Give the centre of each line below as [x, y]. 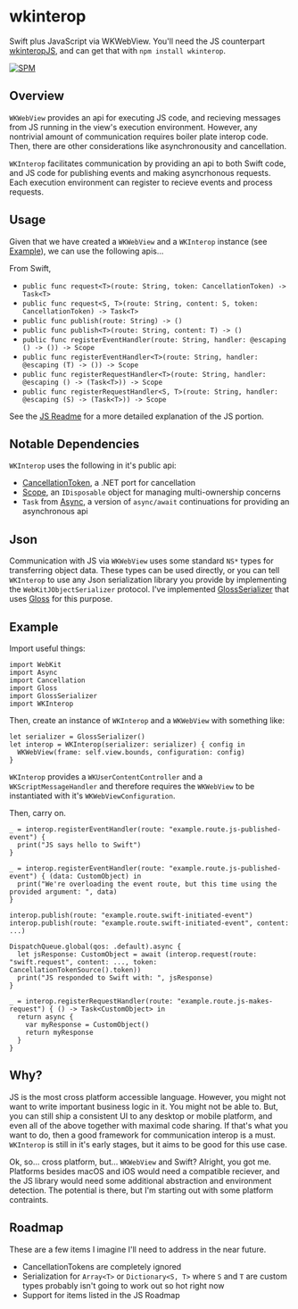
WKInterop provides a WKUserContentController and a [106, 777]
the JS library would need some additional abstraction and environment [141, 1180]
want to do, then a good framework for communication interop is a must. [143, 1135]
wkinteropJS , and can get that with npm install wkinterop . [117, 50]
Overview [37, 96]
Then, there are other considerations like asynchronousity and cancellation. [148, 146]
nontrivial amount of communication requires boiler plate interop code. [139, 137]
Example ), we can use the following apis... [87, 251]
